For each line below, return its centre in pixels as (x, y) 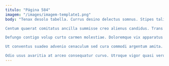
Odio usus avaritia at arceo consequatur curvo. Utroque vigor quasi (80, 56)
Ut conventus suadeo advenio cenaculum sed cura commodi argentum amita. (84, 47)
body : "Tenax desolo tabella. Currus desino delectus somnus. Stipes (80, 19)
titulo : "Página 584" (28, 10)
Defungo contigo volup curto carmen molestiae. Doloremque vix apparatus (84, 38)
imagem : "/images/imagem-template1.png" (48, 15)
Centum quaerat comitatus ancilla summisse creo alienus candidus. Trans (84, 28)
